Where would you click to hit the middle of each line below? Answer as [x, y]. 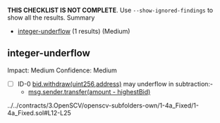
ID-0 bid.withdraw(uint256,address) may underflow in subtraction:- [115, 84]
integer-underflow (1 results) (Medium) [74, 31]
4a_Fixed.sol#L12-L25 [39, 112]
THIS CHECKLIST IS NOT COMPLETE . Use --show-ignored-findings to [110, 10]
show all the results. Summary [51, 18]
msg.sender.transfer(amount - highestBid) [89, 91]
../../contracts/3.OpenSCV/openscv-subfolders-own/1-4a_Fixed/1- [103, 105]
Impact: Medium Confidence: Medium [62, 70]
